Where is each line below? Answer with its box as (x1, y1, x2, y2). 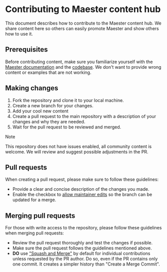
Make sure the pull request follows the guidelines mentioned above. (12, 245, 152, 251)
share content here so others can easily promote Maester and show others (5, 25, 159, 31)
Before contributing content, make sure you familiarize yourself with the (5, 59, 153, 65)
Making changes (5, 84, 58, 92)
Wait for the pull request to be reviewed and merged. (12, 124, 121, 130)
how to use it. (5, 31, 33, 37)
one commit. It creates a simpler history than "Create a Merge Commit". (12, 261, 160, 267)
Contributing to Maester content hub (5, 4, 161, 15)
